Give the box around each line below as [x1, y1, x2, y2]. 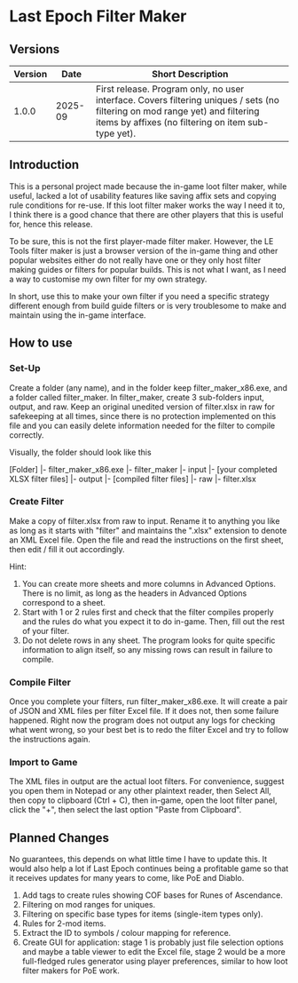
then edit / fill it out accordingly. [9, 543, 126, 554]
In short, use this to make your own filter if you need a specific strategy [9, 290, 270, 301]
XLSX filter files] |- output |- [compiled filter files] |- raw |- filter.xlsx [9, 473, 257, 484]
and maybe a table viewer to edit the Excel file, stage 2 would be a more [21, 947, 286, 957]
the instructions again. [9, 734, 91, 745]
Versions [9, 42, 60, 57]
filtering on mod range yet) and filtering [96, 105, 260, 117]
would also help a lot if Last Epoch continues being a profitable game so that [9, 863, 289, 874]
